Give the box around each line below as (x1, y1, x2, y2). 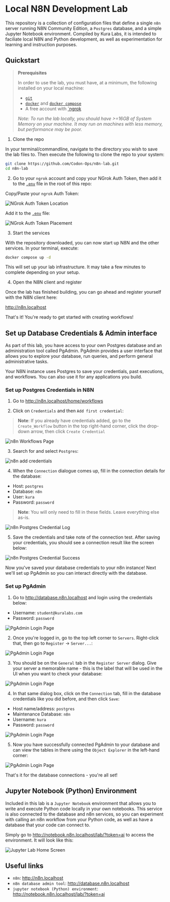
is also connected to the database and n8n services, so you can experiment (5, 811, 164, 817)
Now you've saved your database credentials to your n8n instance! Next (5, 565, 156, 571)
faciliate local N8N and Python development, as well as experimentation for (5, 36, 162, 42)
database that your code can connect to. (5, 822, 90, 828)
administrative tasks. (5, 359, 49, 365)
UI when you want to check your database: (12, 670, 103, 676)
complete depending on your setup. (5, 269, 80, 275)
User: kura (12, 494, 35, 500)
